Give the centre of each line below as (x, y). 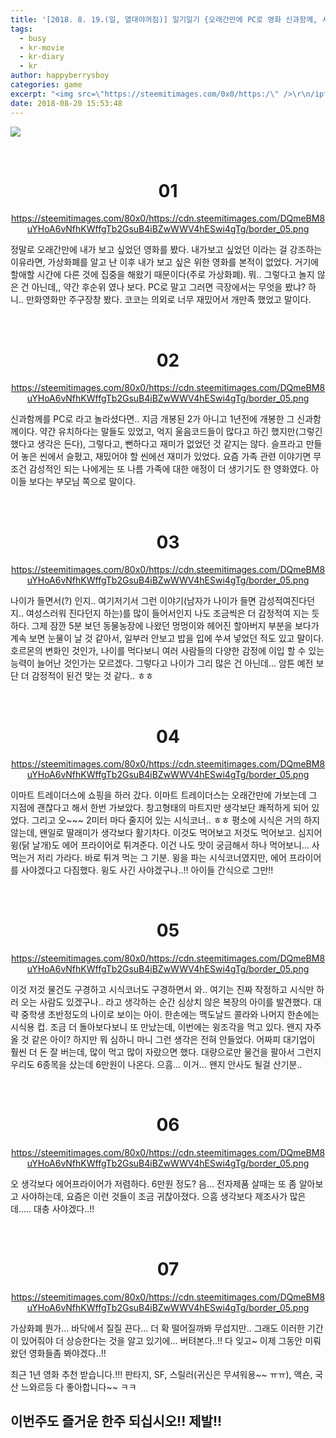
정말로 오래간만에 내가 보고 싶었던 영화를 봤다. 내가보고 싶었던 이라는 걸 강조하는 (166, 250)
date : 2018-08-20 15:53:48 (66, 103)
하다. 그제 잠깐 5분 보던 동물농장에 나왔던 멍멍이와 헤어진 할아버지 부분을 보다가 (165, 626)
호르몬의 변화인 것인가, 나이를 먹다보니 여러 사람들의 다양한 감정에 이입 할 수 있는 (167, 651)
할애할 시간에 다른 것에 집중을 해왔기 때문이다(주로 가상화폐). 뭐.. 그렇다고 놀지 (162, 275)
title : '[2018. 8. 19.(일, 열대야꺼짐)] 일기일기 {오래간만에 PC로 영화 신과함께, (164, 19)
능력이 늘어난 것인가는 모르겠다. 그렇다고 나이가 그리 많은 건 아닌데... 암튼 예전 (162, 663)
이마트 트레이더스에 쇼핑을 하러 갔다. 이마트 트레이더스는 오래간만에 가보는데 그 (164, 795)
